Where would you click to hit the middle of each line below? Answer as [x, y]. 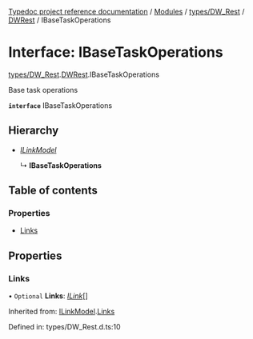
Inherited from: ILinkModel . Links [62, 312]
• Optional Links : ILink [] [48, 296]
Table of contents [53, 191]
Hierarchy [34, 131]
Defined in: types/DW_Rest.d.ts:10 [65, 327]
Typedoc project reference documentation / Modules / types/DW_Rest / [127, 12]
